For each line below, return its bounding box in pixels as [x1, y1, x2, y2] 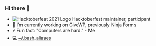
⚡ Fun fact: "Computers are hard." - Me [12, 28, 95, 34]
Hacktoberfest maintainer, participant [72, 16, 151, 22]
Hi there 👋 [5, 5, 30, 12]
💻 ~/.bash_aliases [12, 35, 51, 41]
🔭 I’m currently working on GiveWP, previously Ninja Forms [12, 21, 137, 28]
